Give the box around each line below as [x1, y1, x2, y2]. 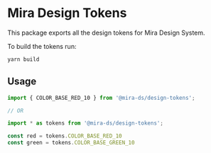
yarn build [7, 55, 40, 63]
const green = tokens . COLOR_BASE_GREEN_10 [7, 140, 135, 147]
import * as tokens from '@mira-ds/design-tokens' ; [7, 120, 163, 127]
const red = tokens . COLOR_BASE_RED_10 [7, 132, 122, 140]
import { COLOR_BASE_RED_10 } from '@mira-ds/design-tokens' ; [7, 94, 195, 101]
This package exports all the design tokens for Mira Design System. [7, 28, 205, 37]
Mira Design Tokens [7, 5, 127, 21]
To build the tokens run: [7, 42, 77, 50]
